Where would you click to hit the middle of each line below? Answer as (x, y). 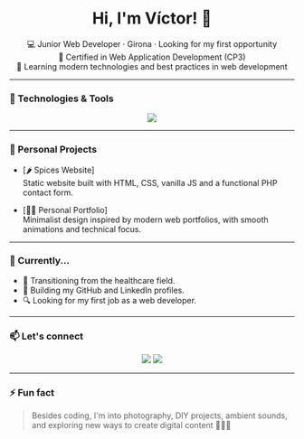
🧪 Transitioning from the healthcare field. (99, 280)
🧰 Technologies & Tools (62, 98)
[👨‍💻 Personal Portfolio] (65, 210)
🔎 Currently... (40, 261)
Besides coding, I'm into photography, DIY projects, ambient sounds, (159, 416)
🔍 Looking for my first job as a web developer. (109, 300)
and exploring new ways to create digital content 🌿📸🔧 (131, 425)
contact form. (48, 192)
